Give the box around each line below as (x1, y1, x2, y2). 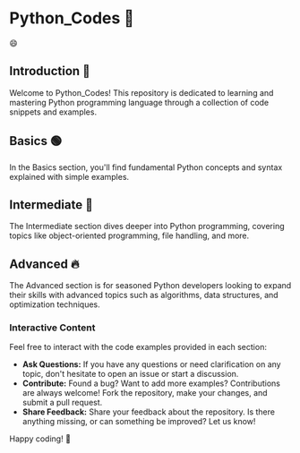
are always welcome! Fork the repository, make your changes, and (21, 388, 268, 398)
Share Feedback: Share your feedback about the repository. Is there (21, 406, 276, 417)
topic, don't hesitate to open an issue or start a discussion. (21, 369, 239, 380)
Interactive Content (9, 321, 96, 334)
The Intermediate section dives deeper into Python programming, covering (9, 221, 285, 232)
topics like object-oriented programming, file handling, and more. (9, 230, 250, 241)
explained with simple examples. (9, 171, 130, 182)
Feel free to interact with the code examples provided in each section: (9, 342, 267, 353)
